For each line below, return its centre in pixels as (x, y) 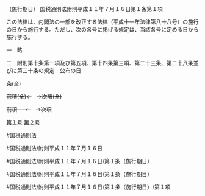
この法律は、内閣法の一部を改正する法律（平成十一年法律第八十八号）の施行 (103, 22)
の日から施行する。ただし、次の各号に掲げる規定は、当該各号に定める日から (103, 30)
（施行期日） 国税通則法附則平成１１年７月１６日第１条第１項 (85, 9)
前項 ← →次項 (29, 109)
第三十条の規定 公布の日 (49, 71)
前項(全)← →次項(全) (34, 96)
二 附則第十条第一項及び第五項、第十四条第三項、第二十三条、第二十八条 (100, 63)
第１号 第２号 (23, 122)
